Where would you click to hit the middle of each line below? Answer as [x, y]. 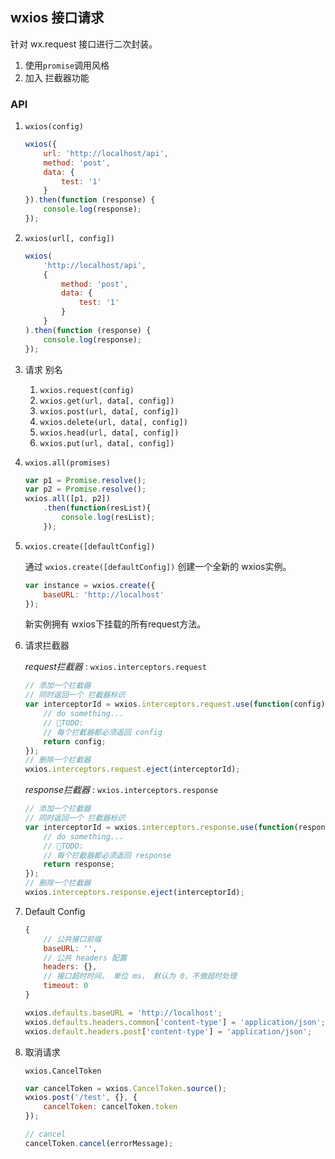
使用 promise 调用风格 [67, 65]
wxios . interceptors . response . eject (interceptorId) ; [134, 893]
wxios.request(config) [87, 390]
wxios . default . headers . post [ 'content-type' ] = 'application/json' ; [168, 1031]
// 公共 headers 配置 [85, 958]
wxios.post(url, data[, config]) [109, 411]
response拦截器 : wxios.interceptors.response [121, 790]
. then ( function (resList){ [97, 508]
